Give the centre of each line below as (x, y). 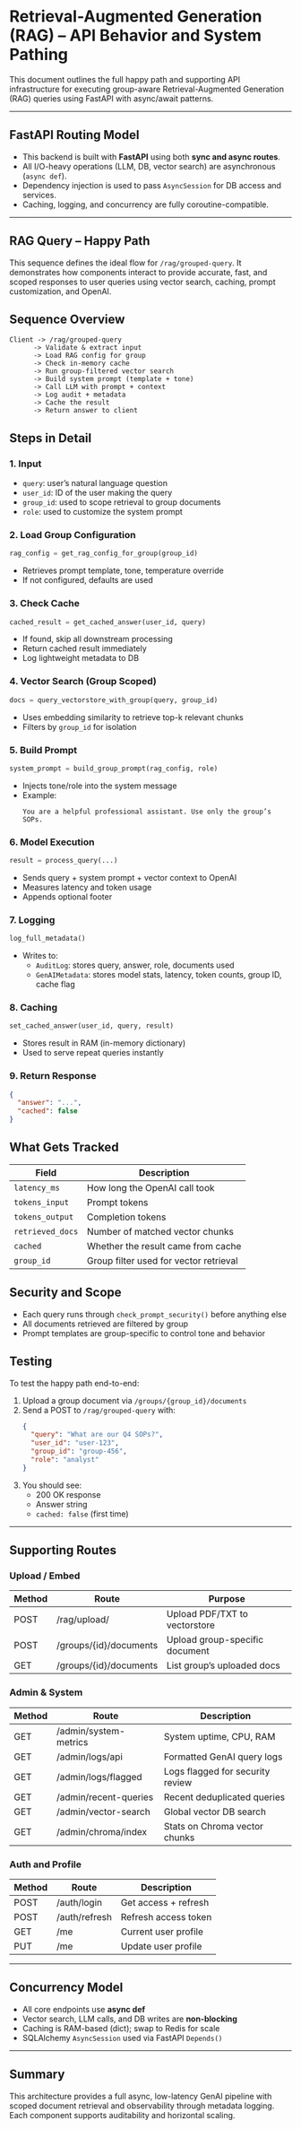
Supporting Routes (63, 1550)
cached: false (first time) (82, 1514)
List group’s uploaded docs (223, 1665)
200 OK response (68, 1494)
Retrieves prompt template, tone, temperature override (123, 570)
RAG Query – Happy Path (80, 241)
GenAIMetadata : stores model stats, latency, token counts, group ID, (159, 975)
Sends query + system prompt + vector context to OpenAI (129, 877)
